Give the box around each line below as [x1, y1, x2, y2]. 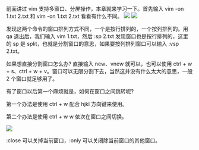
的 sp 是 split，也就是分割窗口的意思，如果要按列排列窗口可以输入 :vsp [6, 40, 179, 47]
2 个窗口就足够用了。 [6, 75, 58, 82]
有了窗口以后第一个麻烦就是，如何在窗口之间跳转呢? [6, 88, 134, 95]
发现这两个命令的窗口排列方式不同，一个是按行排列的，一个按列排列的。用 [6, 26, 188, 32]
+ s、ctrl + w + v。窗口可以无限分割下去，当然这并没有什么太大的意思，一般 [6, 68, 193, 74]
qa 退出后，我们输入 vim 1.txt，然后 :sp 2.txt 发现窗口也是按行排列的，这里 [6, 33, 189, 40]
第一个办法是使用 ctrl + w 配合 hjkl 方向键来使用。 [6, 101, 128, 107]
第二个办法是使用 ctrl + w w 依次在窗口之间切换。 [6, 113, 128, 120]
